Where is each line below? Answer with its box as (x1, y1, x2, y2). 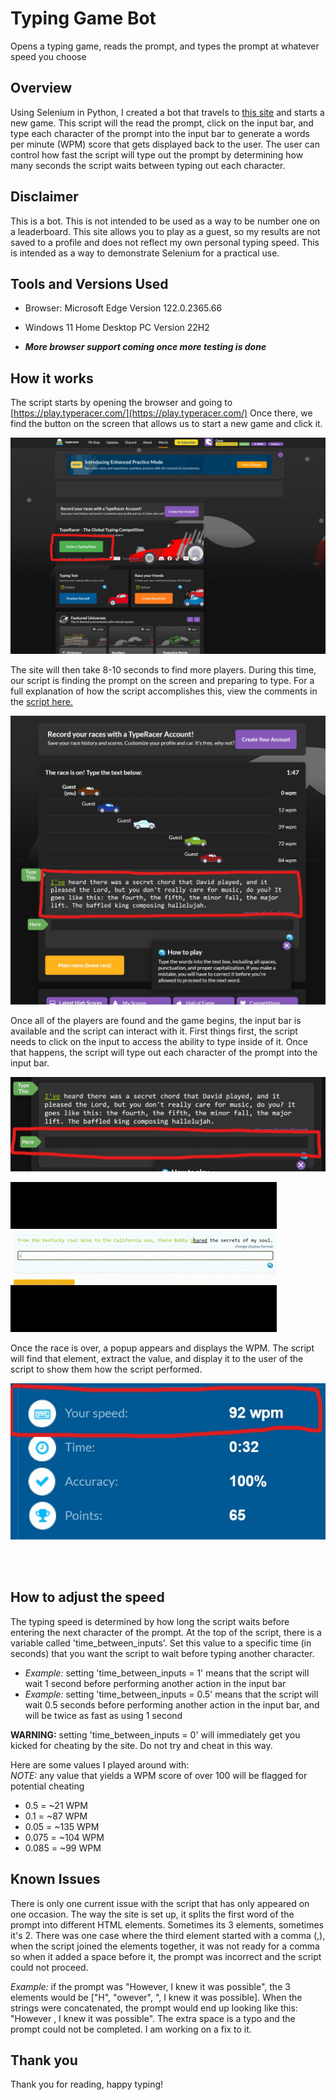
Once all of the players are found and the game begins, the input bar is (10, 1014, 302, 1026)
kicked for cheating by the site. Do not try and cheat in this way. (10, 1739, 273, 1751)
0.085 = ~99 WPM (24, 1842, 102, 1854)
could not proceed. (10, 1961, 89, 1973)
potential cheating (10, 1780, 85, 1792)
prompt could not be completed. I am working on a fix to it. (10, 2023, 252, 2035)
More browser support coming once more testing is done (24, 341, 267, 353)
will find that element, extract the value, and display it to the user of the (10, 1352, 304, 1364)
